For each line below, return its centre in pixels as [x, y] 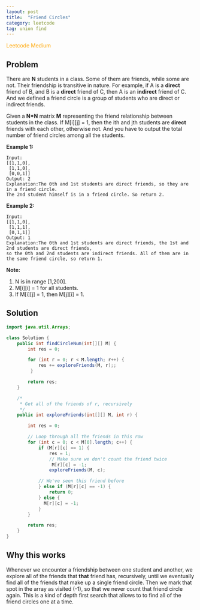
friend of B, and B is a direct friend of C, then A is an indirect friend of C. [96, 92]
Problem [22, 65]
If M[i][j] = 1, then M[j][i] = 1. [50, 294]
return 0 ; [61, 492]
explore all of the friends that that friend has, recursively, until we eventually [100, 576]
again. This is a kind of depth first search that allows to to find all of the [94, 595]
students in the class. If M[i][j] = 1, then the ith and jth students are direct [96, 122]
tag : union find [26, 29]
